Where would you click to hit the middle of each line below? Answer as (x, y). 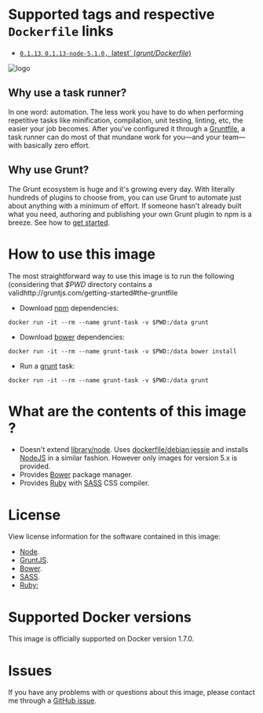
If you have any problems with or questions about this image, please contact (131, 693)
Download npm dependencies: (69, 307)
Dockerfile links (61, 31)
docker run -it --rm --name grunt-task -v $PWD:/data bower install (122, 351)
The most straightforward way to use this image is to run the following (121, 276)
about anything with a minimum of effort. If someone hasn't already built (125, 205)
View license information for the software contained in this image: (115, 537)
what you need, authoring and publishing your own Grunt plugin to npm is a (130, 214)
